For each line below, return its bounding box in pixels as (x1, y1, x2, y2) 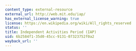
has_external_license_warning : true (5, 16, 79, 21)
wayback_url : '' (5, 39, 38, 44)
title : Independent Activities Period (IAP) (5, 30, 97, 34)
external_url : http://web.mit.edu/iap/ (5, 12, 86, 17)
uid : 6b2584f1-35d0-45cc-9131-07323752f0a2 (5, 34, 95, 39)
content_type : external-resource (5, 7, 73, 12)
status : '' (5, 25, 27, 30)
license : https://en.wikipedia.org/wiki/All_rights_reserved (5, 20, 132, 26)
